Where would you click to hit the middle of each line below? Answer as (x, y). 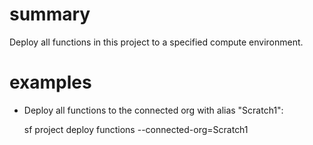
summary (50, 14)
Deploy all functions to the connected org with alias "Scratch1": (153, 110)
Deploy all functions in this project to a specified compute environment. (156, 42)
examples (50, 82)
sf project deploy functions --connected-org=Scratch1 (136, 129)
